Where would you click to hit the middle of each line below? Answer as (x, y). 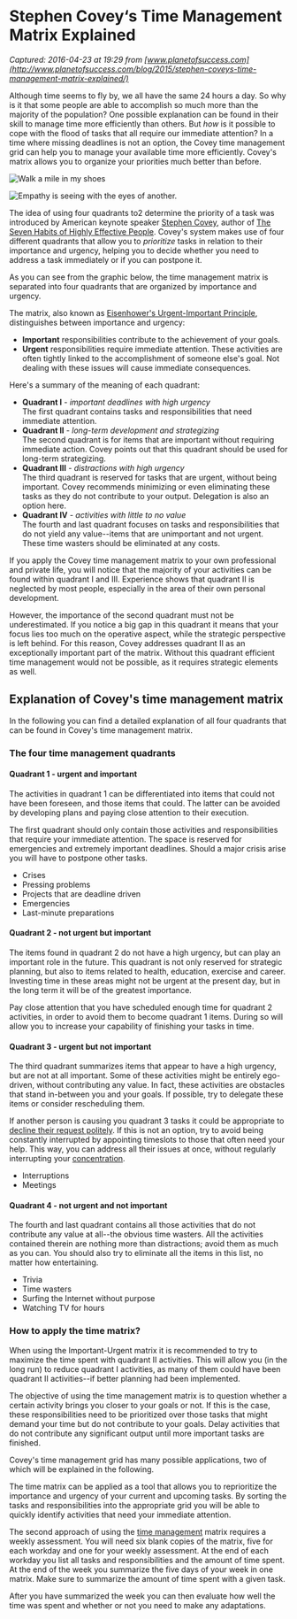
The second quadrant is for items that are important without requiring (148, 439)
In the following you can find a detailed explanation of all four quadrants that (148, 721)
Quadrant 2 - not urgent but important (80, 933)
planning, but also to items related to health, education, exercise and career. (147, 972)
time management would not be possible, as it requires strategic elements (144, 662)
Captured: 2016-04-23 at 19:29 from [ (78, 59)
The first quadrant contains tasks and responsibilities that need (137, 411)
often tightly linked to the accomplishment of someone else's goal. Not (151, 358)
